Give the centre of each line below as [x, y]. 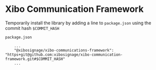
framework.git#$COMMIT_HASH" [35, 59]
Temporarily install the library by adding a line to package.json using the [78, 23]
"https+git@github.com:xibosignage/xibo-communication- [64, 55]
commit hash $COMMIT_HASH [32, 28]
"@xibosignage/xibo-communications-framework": [64, 50]
